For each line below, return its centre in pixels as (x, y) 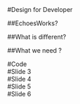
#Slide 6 (19, 94)
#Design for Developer (40, 9)
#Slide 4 (19, 79)
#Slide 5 (19, 86)
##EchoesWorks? (33, 23)
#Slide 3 (19, 71)
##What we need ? (34, 50)
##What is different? (37, 37)
